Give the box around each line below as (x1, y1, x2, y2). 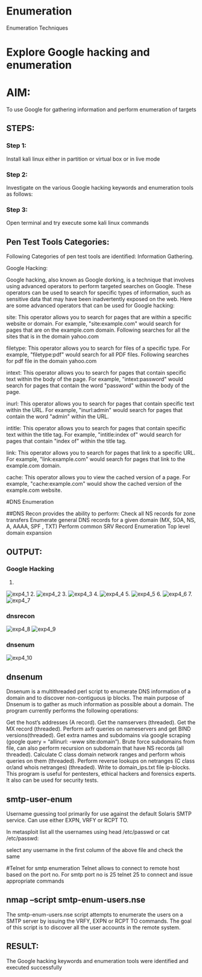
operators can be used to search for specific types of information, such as (6, 289, 191, 297)
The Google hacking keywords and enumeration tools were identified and (6, 957, 189, 964)
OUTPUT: (6, 547, 42, 557)
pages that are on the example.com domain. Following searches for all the (6, 326, 190, 334)
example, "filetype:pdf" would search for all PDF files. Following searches (6, 351, 189, 358)
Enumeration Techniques (6, 24, 68, 31)
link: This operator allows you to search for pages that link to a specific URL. (6, 449, 196, 457)
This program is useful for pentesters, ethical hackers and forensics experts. (6, 770, 196, 778)
